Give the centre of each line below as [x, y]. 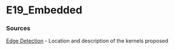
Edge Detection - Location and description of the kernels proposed [87, 41]
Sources [18, 28]
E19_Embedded [44, 10]
